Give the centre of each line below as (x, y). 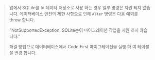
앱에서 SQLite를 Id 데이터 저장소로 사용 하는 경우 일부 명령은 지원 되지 (75, 8)
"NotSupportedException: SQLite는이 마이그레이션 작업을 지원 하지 (74, 30)
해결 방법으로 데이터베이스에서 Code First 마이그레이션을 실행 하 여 (73, 47)
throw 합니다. (22, 20)
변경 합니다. (26, 53)
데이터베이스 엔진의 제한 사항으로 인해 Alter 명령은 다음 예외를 (79, 14)
